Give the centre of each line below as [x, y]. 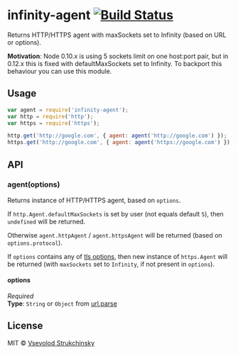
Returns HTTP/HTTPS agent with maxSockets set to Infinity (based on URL [117, 35]
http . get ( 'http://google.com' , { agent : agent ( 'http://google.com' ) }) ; [117, 136]
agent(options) [34, 184]
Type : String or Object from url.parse [62, 304]
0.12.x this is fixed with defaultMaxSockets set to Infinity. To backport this [115, 63]
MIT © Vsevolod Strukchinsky [51, 343]
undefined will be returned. [47, 221]
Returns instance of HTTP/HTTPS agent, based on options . [94, 200]
